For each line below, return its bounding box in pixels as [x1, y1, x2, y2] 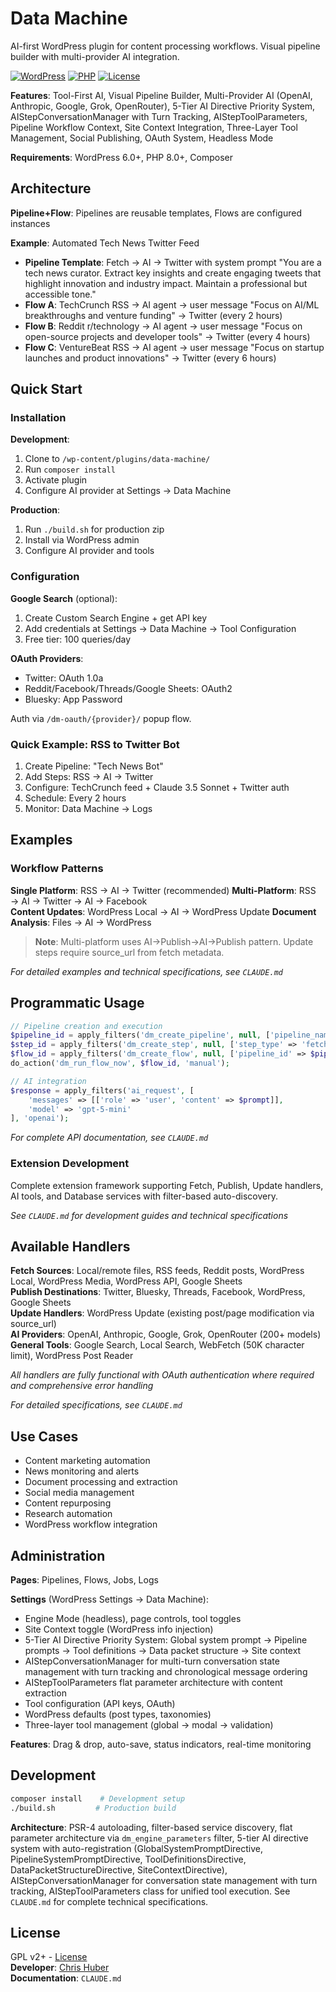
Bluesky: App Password [24, 693, 123, 705]
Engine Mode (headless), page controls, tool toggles [24, 1613, 242, 1625]
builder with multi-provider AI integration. [10, 50, 180, 62]
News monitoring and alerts [24, 1465, 140, 1477]
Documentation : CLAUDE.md [10, 1972, 122, 1984]
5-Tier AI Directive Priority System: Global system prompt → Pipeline [24, 1634, 308, 1646]
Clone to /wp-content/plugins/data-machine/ [24, 453, 211, 465]
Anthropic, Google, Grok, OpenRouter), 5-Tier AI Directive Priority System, [10, 100, 316, 112]
